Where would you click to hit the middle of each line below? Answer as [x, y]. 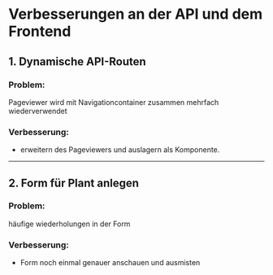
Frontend [40, 31]
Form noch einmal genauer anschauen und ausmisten [110, 263]
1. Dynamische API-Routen [77, 61]
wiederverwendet [38, 111]
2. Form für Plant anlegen [74, 183]
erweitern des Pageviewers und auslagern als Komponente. [120, 150]
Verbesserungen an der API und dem [136, 14]
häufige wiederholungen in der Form [69, 224]
